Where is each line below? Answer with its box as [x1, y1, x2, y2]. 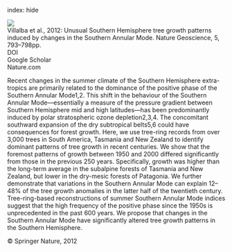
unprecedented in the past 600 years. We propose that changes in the [7, 209, 208, 217]
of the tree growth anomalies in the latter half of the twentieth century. [22, 187, 223, 195]
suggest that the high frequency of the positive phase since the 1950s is [7, 201, 213, 210]
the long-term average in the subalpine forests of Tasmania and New [7, 165, 204, 172]
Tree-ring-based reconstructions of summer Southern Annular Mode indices [7, 194, 226, 202]
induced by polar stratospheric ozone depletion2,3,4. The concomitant [7, 114, 209, 121]
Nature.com [7, 63, 42, 71]
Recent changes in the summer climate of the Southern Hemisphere [7, 76, 201, 84]
